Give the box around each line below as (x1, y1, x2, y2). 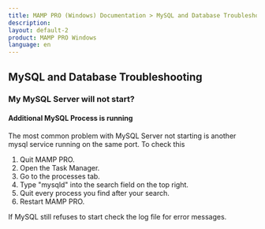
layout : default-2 (8, 26, 69, 34)
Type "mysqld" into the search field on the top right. (19, 179, 189, 190)
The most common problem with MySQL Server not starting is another (8, 131, 237, 141)
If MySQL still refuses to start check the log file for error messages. (8, 212, 227, 221)
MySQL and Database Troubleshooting (8, 70, 203, 84)
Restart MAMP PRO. (19, 197, 85, 206)
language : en (8, 41, 51, 49)
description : (8, 19, 51, 27)
